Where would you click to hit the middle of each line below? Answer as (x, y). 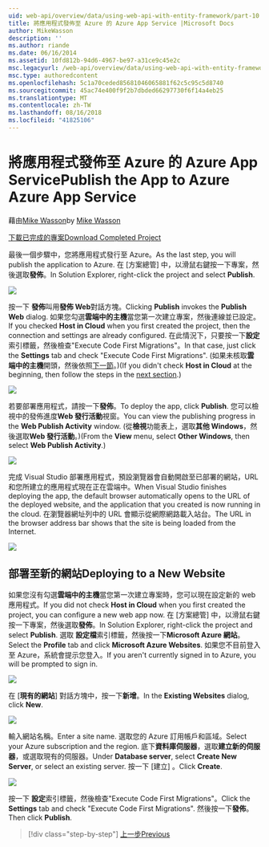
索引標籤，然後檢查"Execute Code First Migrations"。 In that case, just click (132, 345)
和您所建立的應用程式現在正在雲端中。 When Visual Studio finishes (117, 487)
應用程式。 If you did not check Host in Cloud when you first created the (127, 605)
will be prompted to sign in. (53, 664)
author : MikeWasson (41, 31)
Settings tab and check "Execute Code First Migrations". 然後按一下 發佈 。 (131, 808)
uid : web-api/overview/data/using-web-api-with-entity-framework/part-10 (134, 16)
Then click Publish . (40, 817)
